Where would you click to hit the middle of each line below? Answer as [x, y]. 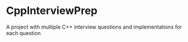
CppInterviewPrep [52, 11]
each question [24, 33]
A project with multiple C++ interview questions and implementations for [94, 27]
